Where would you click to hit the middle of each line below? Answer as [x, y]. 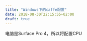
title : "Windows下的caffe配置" [36, 10]
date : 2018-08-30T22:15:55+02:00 [40, 14]
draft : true [17, 19]
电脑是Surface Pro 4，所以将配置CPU [43, 34]
